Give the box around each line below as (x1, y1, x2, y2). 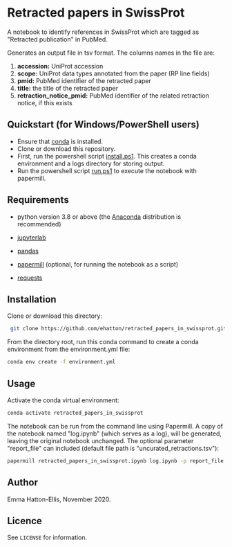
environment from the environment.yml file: (7, 345, 130, 354)
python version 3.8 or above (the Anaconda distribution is (17, 213, 182, 221)
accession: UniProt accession (17, 62, 104, 70)
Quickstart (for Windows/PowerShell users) (7, 119, 200, 131)
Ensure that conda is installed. (17, 137, 104, 145)
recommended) (17, 219, 61, 228)
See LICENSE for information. (7, 533, 88, 541)
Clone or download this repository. (17, 144, 116, 153)
